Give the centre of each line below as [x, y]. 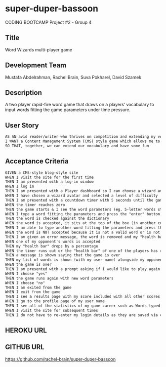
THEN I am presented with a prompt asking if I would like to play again [83, 269]
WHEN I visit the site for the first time [49, 177]
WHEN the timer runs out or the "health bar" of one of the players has [82, 251]
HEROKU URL [26, 331]
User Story [22, 125]
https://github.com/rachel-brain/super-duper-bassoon [61, 359]
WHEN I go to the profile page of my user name [55, 301]
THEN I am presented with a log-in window [49, 182]
